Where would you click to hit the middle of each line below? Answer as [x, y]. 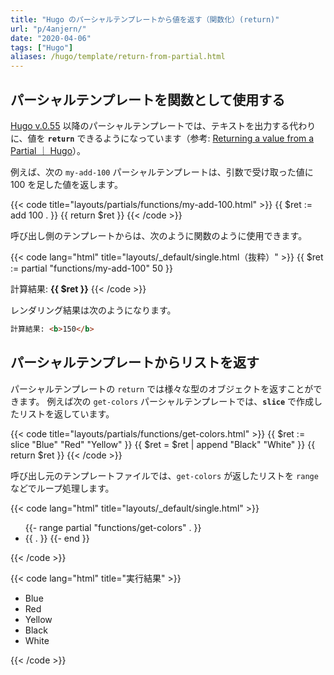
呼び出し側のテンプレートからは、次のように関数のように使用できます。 [159, 235]
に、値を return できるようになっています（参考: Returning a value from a [162, 138]
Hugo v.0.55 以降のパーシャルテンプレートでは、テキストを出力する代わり [163, 125]
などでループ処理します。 [62, 488]
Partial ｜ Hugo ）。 [48, 150]
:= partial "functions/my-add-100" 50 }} [91, 268]
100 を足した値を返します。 [66, 184]
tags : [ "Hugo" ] [42, 47]
